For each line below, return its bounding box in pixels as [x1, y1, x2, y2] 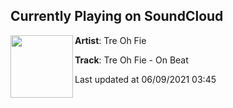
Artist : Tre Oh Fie [74, 34, 147, 46]
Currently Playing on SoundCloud [10, 8, 224, 25]
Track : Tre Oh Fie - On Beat [74, 54, 189, 66]
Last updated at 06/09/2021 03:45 [74, 73, 217, 85]
